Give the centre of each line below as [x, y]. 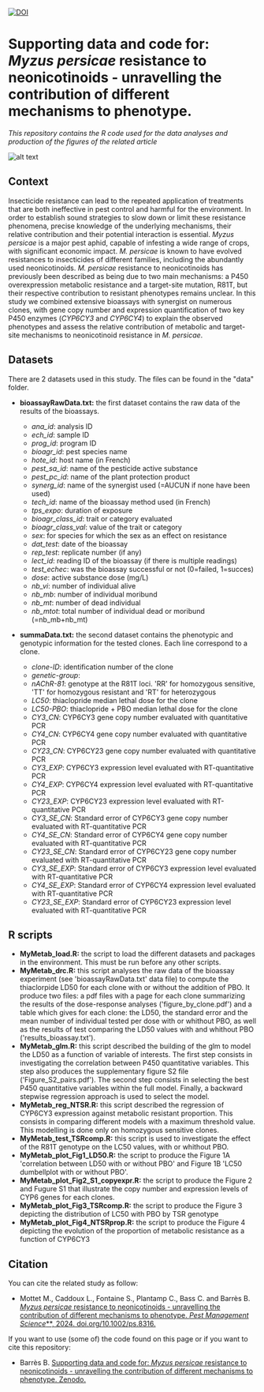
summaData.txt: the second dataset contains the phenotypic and [126, 634]
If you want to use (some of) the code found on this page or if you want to [128, 1339]
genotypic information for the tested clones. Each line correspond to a [134, 643]
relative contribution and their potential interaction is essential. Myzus [121, 234]
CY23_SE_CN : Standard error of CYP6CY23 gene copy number [134, 851]
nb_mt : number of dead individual [86, 602]
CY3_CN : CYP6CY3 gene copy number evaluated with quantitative [139, 717]
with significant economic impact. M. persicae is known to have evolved [125, 251]
